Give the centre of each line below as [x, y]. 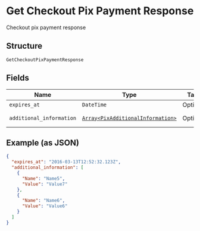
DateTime [95, 105]
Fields [18, 78]
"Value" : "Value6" [45, 206]
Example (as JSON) [43, 143]
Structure [24, 46]
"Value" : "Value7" [45, 184]
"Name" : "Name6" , [43, 201]
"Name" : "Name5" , [43, 178]
